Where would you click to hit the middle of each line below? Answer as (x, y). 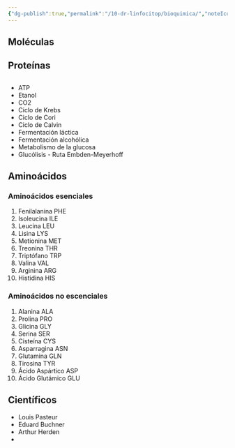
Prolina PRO (35, 319)
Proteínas (29, 66)
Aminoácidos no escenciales (58, 296)
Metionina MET (40, 241)
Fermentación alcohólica (53, 140)
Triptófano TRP (40, 256)
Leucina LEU (36, 226)
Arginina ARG (37, 271)
